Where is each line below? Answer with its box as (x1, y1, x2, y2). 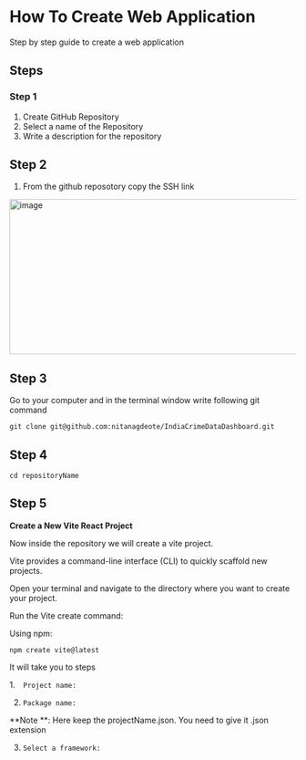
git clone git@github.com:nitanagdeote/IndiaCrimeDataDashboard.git (9, 422, 275, 432)
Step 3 (9, 370, 47, 386)
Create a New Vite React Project (9, 520, 134, 531)
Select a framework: (22, 744, 101, 753)
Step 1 (9, 90, 37, 103)
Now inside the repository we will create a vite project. (9, 537, 214, 548)
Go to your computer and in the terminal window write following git (9, 395, 260, 406)
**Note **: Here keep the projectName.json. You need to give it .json (9, 714, 269, 725)
